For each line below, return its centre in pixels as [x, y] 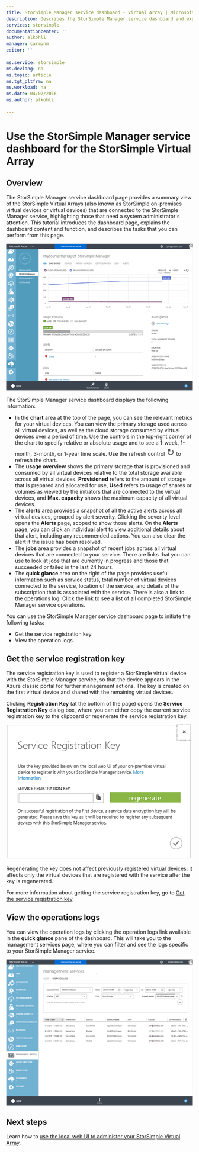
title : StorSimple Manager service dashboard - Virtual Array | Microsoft [100, 12]
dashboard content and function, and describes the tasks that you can [92, 229]
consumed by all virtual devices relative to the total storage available [98, 472]
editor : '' [20, 50]
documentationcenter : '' [37, 31]
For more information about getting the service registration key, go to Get [95, 892]
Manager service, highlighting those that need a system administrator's [93, 216]
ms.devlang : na [25, 69]
